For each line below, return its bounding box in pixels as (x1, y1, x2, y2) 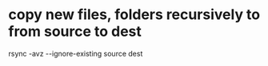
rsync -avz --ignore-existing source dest (8, 49, 143, 58)
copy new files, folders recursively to (8, 6, 261, 24)
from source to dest (8, 22, 142, 41)
